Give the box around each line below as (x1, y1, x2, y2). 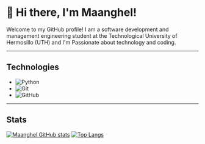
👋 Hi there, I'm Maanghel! (6, 5, 137, 20)
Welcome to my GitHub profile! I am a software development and (6, 26, 169, 33)
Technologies (6, 62, 60, 73)
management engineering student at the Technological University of (6, 32, 178, 39)
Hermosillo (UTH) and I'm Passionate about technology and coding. (6, 38, 176, 46)
